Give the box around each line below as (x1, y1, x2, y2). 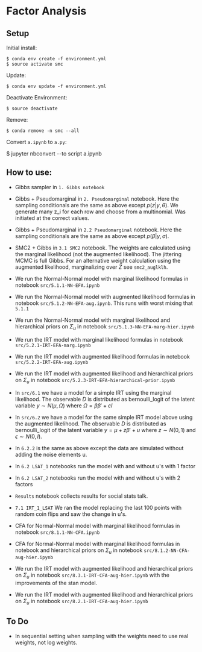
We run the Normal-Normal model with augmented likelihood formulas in (14, 293, 195, 300)
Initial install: (6, 44, 37, 51)
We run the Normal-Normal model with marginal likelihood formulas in (14, 275, 189, 282)
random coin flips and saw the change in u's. (14, 510, 127, 518)
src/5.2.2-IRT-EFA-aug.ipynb (14, 359, 89, 365)
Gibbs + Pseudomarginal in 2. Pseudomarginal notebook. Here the (14, 195, 179, 202)
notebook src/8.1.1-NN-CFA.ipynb (14, 528, 100, 536)
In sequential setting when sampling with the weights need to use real (14, 632, 189, 639)
